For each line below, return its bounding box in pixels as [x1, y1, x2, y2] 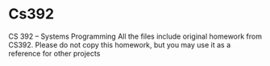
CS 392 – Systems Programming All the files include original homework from [8, 31, 262, 41]
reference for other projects [8, 48, 101, 58]
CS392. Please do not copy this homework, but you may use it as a [8, 39, 231, 49]
